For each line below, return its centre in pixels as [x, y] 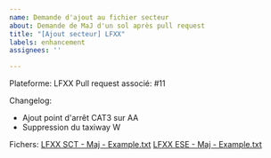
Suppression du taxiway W [71, 127]
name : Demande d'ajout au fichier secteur [89, 17]
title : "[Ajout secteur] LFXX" [67, 34]
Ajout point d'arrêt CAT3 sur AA [80, 118]
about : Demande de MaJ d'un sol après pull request [107, 26]
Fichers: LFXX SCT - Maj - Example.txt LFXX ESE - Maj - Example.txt [136, 145]
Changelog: [30, 101]
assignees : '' [36, 51]
